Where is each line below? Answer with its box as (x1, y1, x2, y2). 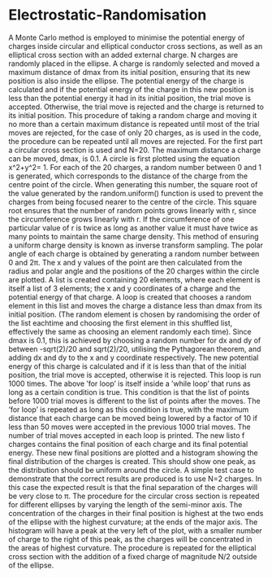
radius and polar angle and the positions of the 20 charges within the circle (8, 266, 260, 276)
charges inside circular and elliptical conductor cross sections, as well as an (8, 41, 263, 50)
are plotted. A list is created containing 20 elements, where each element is (8, 274, 261, 284)
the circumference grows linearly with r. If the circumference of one (8, 214, 235, 224)
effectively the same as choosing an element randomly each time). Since (8, 326, 252, 336)
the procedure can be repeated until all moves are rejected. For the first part (8, 136, 263, 146)
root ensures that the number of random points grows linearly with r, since (8, 205, 257, 215)
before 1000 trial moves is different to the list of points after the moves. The (8, 396, 261, 405)
